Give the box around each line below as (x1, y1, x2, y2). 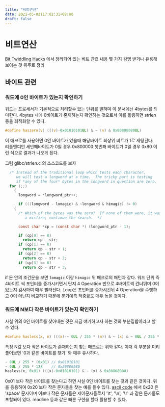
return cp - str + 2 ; (23, 255, 67, 260)
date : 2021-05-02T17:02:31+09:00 (5, 12, 74, 17)
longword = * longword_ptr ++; (18, 193, 78, 198)
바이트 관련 (5, 78, 37, 86)
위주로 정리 (23, 62, 45, 68)
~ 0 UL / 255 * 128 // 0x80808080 (5, 364, 80, 369)
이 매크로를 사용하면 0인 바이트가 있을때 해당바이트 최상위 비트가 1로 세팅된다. (5, 137, 154, 143)
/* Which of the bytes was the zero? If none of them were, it (18, 210, 153, 216)
